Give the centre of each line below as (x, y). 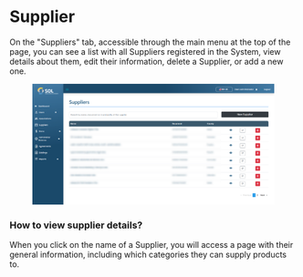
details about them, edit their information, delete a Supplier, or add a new (146, 61)
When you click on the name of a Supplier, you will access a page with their (151, 245)
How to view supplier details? (76, 225)
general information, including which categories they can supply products (148, 255)
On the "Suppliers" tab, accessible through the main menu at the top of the (150, 42)
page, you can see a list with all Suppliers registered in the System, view (145, 51)
